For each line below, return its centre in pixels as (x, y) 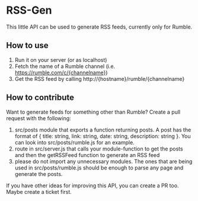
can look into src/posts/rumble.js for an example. (74, 142)
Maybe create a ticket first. (39, 191)
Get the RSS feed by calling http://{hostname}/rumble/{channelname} (100, 78)
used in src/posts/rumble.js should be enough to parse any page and (99, 168)
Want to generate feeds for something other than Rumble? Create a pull (93, 112)
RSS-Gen (29, 10)
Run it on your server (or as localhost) (61, 59)
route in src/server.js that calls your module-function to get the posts (99, 149)
